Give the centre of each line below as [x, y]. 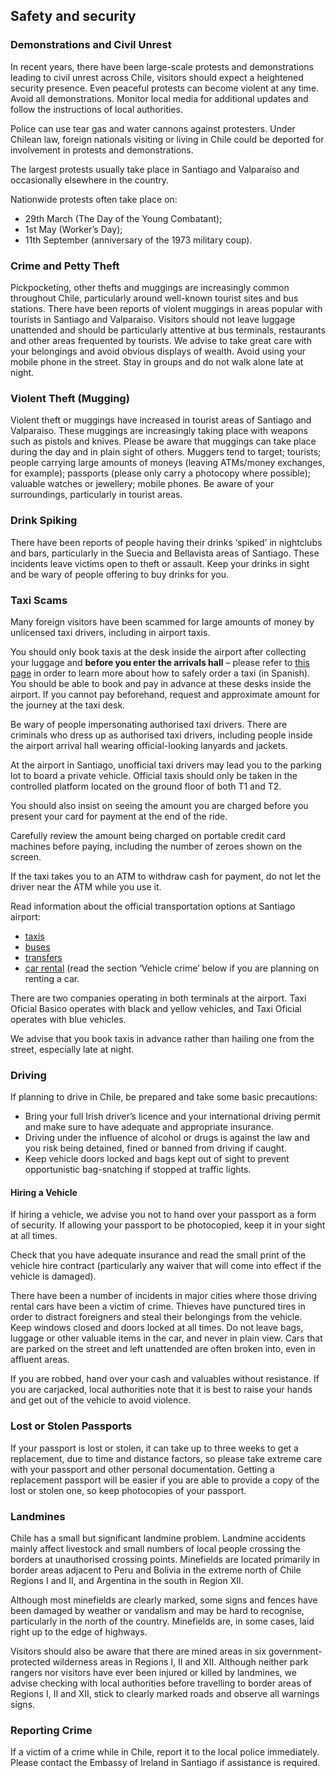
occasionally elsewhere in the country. [90, 180]
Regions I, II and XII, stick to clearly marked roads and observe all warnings [165, 1693]
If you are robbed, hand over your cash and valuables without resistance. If [165, 1379]
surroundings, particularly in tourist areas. [96, 495]
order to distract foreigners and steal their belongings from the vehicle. [156, 1317]
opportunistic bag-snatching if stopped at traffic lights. [138, 1170]
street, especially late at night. [72, 1049]
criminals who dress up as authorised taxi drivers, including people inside [161, 735]
